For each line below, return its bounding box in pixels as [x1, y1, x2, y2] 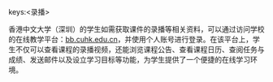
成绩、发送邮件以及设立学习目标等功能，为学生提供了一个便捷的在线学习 [8, 55, 250, 64]
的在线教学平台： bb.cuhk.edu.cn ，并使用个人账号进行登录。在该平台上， [8, 35, 253, 44]
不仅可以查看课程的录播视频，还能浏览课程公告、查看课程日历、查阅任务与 [15, 45, 265, 54]
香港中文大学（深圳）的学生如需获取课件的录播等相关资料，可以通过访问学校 [8, 24, 265, 34]
